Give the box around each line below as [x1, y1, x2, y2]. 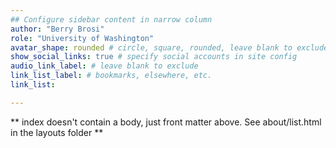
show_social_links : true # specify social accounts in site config [10, 52, 298, 62]
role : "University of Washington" [10, 33, 155, 43]
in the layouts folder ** [10, 126, 104, 138]
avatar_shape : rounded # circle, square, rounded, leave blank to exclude [10, 42, 329, 53]
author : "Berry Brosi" [10, 24, 105, 34]
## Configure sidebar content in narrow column [10, 14, 213, 25]
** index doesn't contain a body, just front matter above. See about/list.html [10, 116, 322, 128]
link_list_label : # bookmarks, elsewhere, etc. [10, 71, 213, 81]
